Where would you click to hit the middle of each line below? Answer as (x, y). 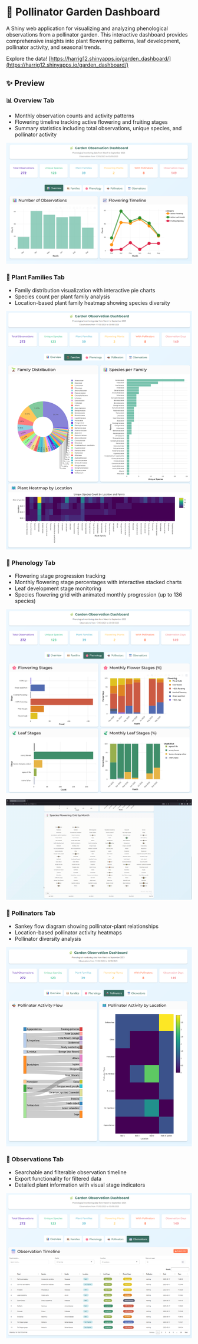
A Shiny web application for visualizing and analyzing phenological (87, 28)
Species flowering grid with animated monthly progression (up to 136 (98, 594)
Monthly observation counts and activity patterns (74, 116)
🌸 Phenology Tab (31, 563)
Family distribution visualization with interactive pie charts (85, 290)
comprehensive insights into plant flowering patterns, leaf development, (93, 41)
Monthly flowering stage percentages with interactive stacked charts (98, 582)
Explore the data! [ (29, 58)
